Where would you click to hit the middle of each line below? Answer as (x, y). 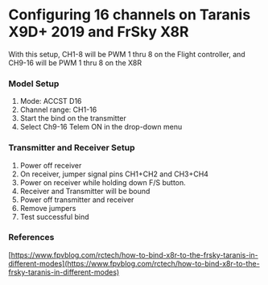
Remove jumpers (48, 208)
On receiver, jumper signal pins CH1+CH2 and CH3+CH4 (114, 174)
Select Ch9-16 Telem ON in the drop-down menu (101, 127)
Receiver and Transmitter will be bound (85, 191)
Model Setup (34, 84)
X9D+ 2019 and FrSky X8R (99, 32)
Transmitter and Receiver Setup (72, 148)
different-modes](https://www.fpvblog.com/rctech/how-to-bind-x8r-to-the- (134, 263)
